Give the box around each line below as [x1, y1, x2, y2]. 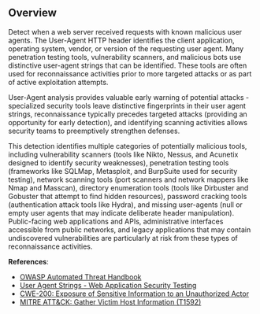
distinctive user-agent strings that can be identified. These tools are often [8, 61, 247, 70]
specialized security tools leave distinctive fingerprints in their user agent [8, 101, 247, 110]
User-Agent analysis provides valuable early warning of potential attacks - [8, 92, 250, 102]
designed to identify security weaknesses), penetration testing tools [8, 157, 229, 168]
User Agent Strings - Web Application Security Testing [19, 280, 197, 290]
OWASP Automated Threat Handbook [19, 272, 142, 282]
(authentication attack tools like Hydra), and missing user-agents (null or [8, 200, 243, 209]
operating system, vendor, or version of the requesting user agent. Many [8, 43, 244, 54]
